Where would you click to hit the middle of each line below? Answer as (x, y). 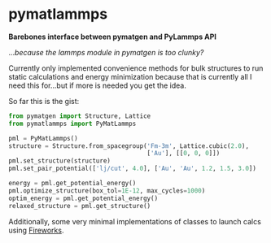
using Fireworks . (36, 230)
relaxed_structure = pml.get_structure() (80, 206)
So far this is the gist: (44, 101)
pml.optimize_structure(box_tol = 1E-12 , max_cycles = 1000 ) (107, 191)
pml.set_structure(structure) (60, 161)
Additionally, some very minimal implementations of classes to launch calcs (135, 221)
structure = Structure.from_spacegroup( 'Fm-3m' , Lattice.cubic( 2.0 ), (129, 146)
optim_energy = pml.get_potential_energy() (83, 198)
